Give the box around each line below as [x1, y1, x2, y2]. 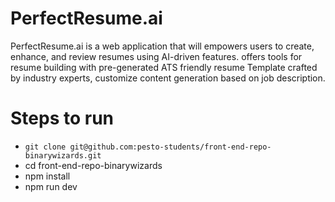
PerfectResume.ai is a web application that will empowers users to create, [10, 40, 315, 52]
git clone [24, 142, 67, 152]
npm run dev [24, 180, 78, 192]
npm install [24, 170, 71, 182]
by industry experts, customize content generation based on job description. [10, 72, 326, 84]
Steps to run [10, 107, 115, 130]
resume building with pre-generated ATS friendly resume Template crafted [10, 61, 318, 73]
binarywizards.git [24, 150, 102, 161]
